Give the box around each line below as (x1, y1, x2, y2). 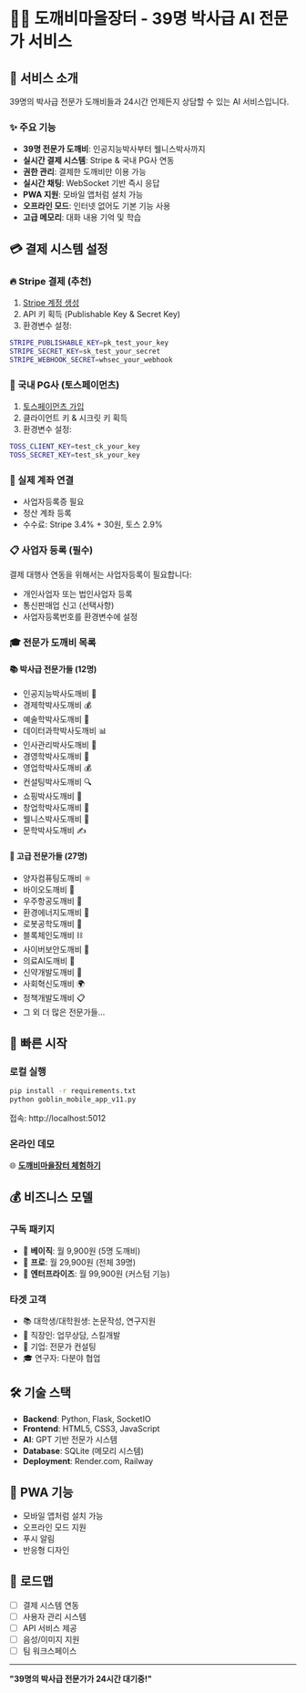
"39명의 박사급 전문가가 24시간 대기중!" (9, 1674, 152, 1685)
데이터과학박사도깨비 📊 (22, 726, 107, 737)
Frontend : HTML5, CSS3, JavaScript (22, 1423, 160, 1434)
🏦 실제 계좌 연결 (9, 473, 75, 486)
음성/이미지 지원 (22, 1634, 80, 1645)
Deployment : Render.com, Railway (22, 1456, 154, 1467)
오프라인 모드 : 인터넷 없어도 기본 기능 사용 (22, 201, 171, 212)
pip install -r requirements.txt (9, 1087, 137, 1096)
